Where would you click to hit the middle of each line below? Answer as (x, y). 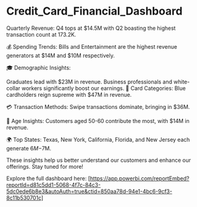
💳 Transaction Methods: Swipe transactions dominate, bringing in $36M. (98, 107)
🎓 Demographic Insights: (39, 68)
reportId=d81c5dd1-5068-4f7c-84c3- (54, 184)
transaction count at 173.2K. (41, 34)
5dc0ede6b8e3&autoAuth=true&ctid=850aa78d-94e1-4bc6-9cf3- (89, 191)
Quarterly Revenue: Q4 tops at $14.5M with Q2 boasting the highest (91, 28)
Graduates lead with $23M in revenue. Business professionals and (89, 82)
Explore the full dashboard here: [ (48, 178)
